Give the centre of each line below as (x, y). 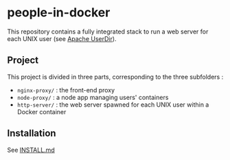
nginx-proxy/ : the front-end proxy (66, 90)
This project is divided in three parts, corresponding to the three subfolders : (115, 77)
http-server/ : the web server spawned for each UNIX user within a (113, 105)
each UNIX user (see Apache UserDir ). (62, 38)
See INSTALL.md (31, 150)
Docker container (42, 111)
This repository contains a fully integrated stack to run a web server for (108, 31)
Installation (32, 134)
